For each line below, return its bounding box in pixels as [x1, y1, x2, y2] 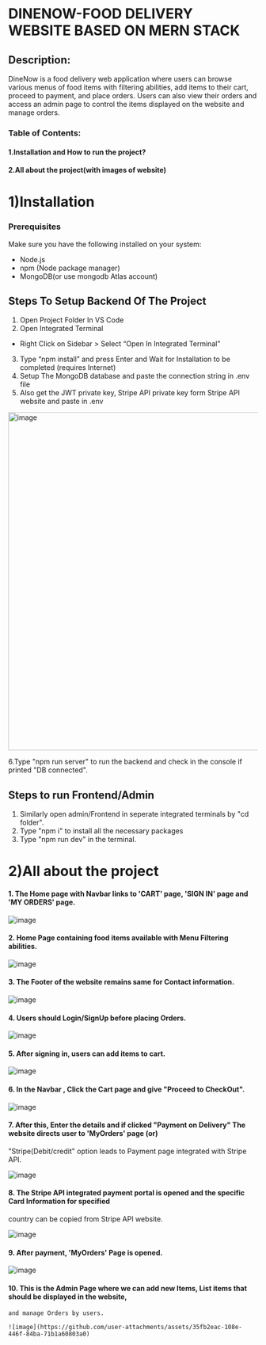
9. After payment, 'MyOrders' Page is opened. [8, 1248, 163, 1257]
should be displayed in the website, [8, 1292, 127, 1301]
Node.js [19, 254, 46, 264]
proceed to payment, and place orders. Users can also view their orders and [8, 91, 257, 100]
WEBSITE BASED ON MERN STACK [8, 21, 241, 40]
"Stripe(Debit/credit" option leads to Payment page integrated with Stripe [8, 1146, 247, 1156]
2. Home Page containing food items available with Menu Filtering [8, 933, 229, 943]
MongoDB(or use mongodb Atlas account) [19, 271, 158, 281]
